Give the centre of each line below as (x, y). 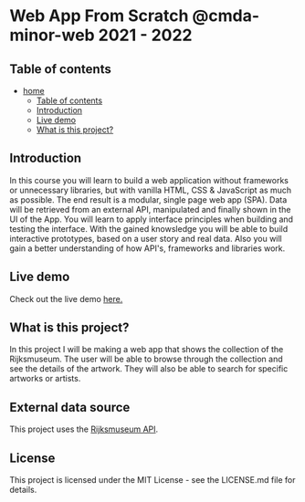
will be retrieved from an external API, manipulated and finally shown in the (150, 209)
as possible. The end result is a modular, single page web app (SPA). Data (148, 199)
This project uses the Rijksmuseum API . (84, 429)
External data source (70, 407)
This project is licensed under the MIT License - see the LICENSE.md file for (152, 480)
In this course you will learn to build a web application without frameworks (149, 180)
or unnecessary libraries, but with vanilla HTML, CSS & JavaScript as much (151, 190)
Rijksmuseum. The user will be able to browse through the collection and (146, 359)
